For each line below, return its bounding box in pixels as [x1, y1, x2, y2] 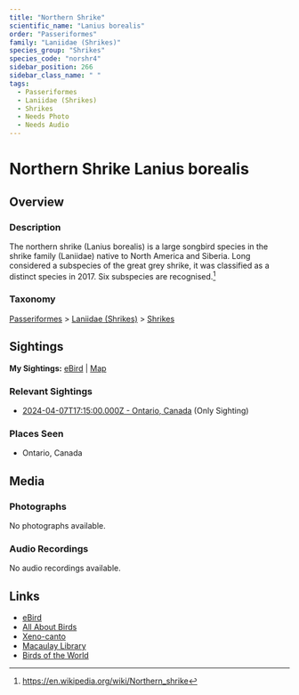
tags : [9, 79, 29, 88]
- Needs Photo [17, 112, 69, 121]
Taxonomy [9, 293, 56, 305]
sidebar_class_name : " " [9, 71, 101, 80]
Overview [9, 194, 65, 209]
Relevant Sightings [9, 384, 93, 397]
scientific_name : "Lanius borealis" [9, 21, 145, 30]
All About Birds [21, 622, 77, 633]
